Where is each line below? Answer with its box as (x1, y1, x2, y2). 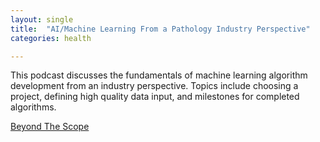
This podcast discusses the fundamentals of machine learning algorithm (10, 69, 308, 81)
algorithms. (10, 101, 57, 113)
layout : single (10, 14, 74, 25)
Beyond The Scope (10, 121, 90, 133)
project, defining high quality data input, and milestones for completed (10, 91, 300, 103)
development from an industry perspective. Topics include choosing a (10, 80, 299, 92)
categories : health (10, 33, 92, 43)
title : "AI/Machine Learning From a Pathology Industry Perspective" (10, 24, 311, 34)
